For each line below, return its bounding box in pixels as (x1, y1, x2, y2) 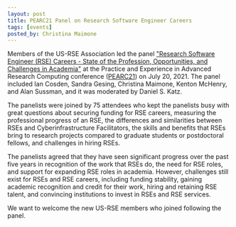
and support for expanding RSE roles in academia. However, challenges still (7, 167, 229, 176)
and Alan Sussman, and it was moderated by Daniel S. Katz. (7, 87, 183, 96)
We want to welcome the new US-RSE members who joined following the (7, 204, 222, 213)
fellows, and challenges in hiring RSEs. (7, 139, 121, 148)
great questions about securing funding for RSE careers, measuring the (7, 109, 217, 117)
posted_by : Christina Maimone (7, 30, 97, 38)
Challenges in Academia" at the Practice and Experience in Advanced (7, 65, 212, 73)
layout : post (7, 10, 46, 18)
